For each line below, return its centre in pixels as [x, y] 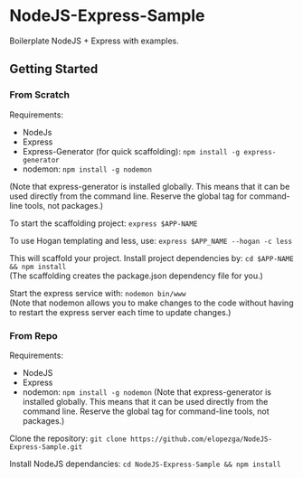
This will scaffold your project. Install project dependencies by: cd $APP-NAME [151, 258]
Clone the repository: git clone [68, 438]
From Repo [34, 335]
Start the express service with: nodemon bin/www [98, 293]
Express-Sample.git [46, 447]
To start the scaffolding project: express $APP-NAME [104, 223]
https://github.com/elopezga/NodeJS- [202, 439]
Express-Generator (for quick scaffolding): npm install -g [131, 151]
